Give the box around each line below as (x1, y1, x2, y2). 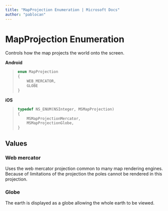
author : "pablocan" (5, 12, 46, 17)
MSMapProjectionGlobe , (27, 120, 74, 125)
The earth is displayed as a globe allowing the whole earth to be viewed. (5, 200, 154, 206)
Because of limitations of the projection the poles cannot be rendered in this (5, 170, 162, 176)
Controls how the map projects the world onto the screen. (5, 50, 124, 56)
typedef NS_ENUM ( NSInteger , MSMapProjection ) (17, 106, 114, 111)
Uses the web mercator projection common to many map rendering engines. (5, 165, 163, 171)
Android (5, 59, 23, 65)
